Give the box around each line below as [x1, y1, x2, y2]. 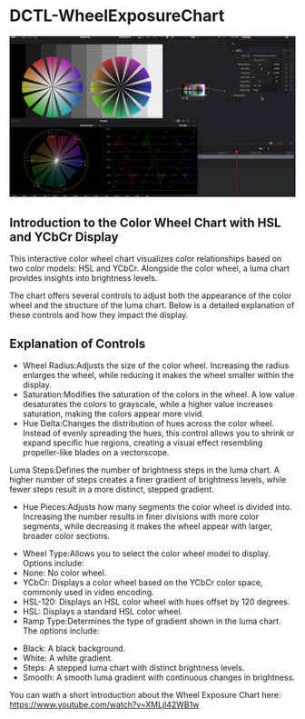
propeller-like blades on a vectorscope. [22, 447, 170, 458]
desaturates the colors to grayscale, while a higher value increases [22, 399, 274, 410]
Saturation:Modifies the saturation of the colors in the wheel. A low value [22, 389, 295, 400]
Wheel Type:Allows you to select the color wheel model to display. [22, 548, 271, 559]
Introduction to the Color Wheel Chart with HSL [9, 215, 281, 230]
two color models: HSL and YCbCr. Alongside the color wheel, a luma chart [9, 263, 290, 274]
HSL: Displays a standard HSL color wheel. [22, 606, 183, 617]
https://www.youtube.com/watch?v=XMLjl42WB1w [9, 699, 200, 710]
